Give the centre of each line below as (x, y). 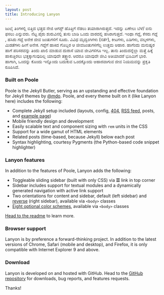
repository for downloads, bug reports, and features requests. (67, 278)
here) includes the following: (34, 101)
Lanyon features (25, 160)
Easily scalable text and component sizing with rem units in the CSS (80, 126)
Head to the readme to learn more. (40, 216)
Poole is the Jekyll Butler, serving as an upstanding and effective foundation (82, 90)
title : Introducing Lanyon (33, 14)
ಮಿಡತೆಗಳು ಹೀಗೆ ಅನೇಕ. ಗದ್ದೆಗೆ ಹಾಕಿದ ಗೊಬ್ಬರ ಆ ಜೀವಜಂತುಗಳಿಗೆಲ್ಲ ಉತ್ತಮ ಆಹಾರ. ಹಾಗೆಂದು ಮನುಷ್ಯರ (80, 45)
